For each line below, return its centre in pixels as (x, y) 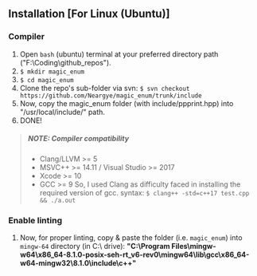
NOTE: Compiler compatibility (78, 139)
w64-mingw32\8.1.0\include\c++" (78, 262)
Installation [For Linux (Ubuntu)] (89, 14)
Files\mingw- (194, 246)
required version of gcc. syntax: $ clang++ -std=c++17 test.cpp (144, 192)
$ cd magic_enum (47, 80)
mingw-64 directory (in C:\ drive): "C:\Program (95, 246)
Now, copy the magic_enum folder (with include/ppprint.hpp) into (127, 103)
